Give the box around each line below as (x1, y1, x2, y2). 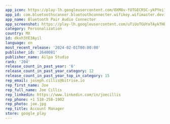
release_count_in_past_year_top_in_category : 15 (5, 73, 110, 78)
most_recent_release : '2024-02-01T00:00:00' (5, 45, 101, 50)
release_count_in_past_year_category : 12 (5, 69, 94, 74)
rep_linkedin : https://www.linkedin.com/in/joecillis (5, 92, 121, 97)
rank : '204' (5, 59, 30, 64)
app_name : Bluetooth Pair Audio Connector (5, 17, 96, 22)
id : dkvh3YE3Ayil (5, 36, 42, 41)
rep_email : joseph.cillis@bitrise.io (5, 78, 85, 83)
